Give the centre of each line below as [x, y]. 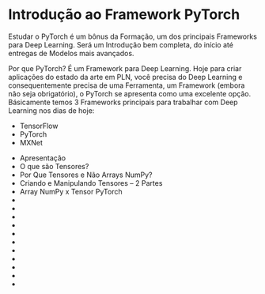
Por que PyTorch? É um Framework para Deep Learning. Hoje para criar [125, 68]
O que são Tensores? [54, 166]
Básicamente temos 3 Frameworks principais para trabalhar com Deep [123, 102]
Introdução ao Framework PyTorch [124, 15]
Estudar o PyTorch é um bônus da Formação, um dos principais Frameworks [132, 36]
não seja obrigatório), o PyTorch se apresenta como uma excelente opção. [130, 93]
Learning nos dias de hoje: [51, 110]
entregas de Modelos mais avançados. [71, 53]
